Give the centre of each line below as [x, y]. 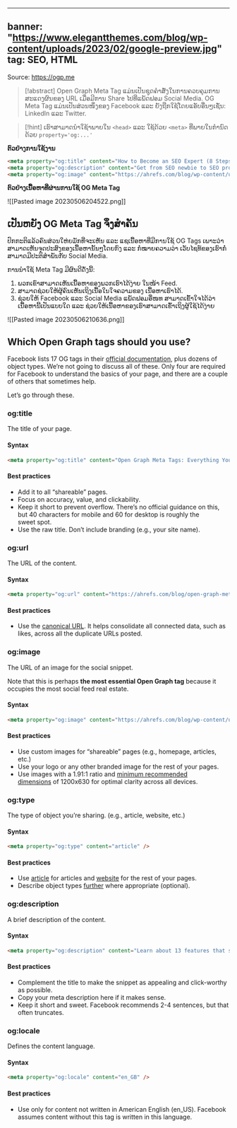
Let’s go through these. [41, 395]
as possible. [35, 990]
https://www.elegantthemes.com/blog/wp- [110, 38]
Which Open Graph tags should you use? [99, 341]
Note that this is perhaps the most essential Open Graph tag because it [112, 681]
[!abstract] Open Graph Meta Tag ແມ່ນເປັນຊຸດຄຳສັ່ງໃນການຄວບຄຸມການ [122, 91]
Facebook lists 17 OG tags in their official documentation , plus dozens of [112, 359]
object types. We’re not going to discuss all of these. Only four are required [116, 367]
